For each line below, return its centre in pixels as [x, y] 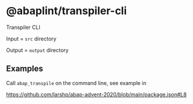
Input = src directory [31, 38]
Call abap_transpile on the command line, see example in [76, 83]
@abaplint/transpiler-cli [67, 11]
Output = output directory [38, 50]
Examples [25, 69]
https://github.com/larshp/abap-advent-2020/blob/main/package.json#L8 [96, 94]
